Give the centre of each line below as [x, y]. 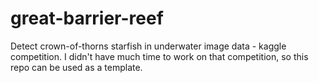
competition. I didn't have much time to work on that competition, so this [159, 56]
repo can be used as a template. [76, 67]
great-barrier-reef [87, 18]
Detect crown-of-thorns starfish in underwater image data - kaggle [148, 46]
